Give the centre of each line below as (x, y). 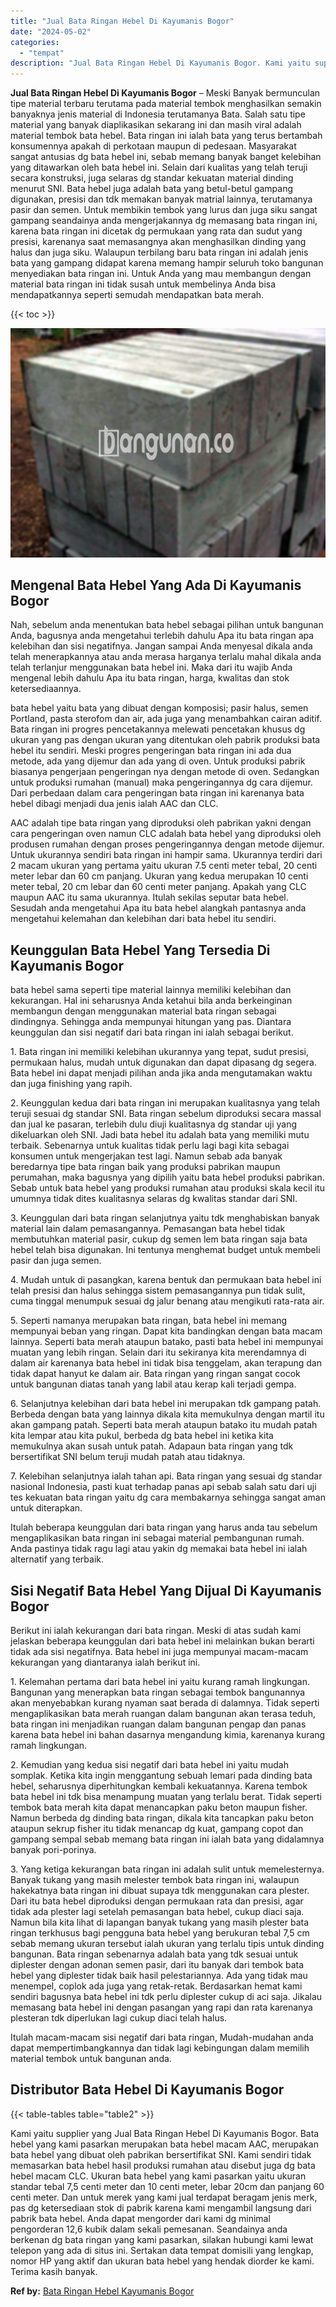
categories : (35, 42)
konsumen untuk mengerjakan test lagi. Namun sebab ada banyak (146, 1156)
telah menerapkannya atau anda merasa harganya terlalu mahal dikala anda (166, 657)
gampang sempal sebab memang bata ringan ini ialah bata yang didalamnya (167, 1839)
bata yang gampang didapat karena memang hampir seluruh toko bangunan (167, 263)
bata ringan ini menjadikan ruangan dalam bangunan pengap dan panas (158, 1724)
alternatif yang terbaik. (57, 1559)
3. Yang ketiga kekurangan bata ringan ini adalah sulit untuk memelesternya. (167, 1869)
